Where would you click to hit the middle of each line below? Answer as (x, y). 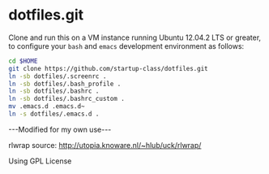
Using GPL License (40, 161)
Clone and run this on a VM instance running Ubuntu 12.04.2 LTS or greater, (135, 37)
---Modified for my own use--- (60, 129)
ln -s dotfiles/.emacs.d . (54, 114)
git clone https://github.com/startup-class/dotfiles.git (108, 68)
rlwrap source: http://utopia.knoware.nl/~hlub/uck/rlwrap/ (105, 145)
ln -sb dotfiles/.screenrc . (58, 76)
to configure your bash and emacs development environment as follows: (126, 46)
